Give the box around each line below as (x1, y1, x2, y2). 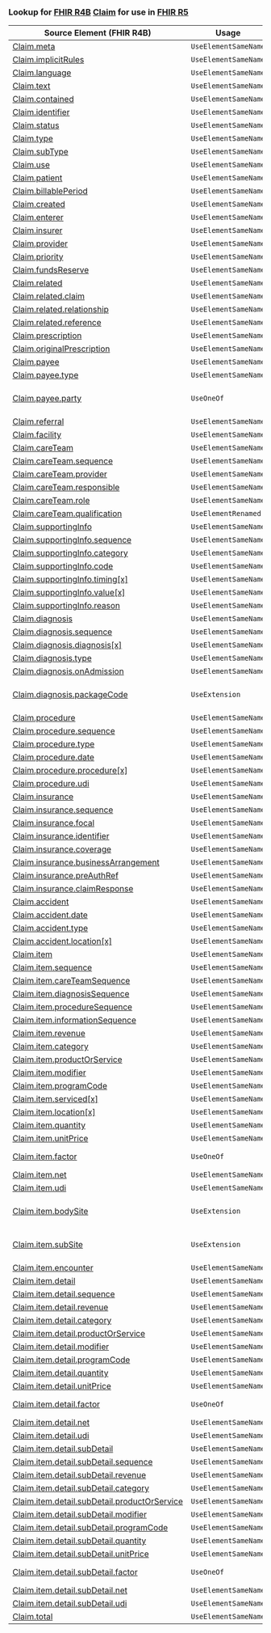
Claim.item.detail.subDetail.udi (12, 1598, 127, 1610)
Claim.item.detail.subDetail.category (12, 1483, 150, 1494)
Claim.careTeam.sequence (12, 455, 113, 467)
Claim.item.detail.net (12, 1417, 90, 1428)
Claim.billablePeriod (12, 185, 89, 197)
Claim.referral (12, 416, 65, 427)
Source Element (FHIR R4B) (44, 27, 152, 39)
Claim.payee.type (12, 370, 79, 381)
